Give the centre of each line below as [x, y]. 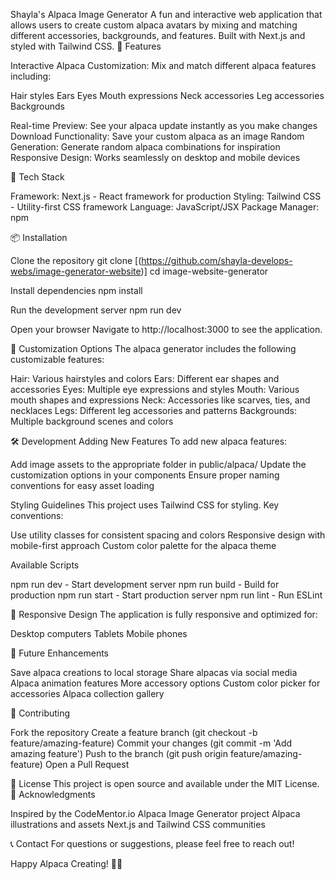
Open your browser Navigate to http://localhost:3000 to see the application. [166, 329]
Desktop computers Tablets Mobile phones [99, 633]
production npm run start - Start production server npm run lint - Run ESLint [166, 595]
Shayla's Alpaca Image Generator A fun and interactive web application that [166, 14]
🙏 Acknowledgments [53, 794]
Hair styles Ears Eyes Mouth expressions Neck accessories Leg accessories [167, 95]
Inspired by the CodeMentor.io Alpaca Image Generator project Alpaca [155, 813]
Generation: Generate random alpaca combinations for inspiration [145, 147]
